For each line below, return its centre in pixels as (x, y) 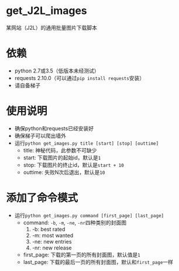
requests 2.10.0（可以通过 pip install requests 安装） (80, 78)
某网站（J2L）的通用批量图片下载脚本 (52, 27)
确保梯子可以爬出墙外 (40, 135)
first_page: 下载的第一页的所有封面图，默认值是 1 (82, 255)
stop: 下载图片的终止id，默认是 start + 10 (73, 165)
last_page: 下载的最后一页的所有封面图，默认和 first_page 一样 (98, 262)
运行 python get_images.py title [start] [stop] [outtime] (87, 143)
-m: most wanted (53, 235)
